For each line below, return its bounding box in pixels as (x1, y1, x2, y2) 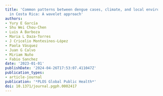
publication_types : (5, 70, 45, 75)
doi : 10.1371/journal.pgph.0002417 (5, 83, 77, 89)
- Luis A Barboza (5, 30, 40, 34)
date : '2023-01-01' (5, 61, 45, 66)
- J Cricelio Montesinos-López (5, 39, 68, 44)
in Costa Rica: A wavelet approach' (9, 12, 83, 16)
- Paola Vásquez (5, 43, 38, 48)
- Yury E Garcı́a (5, 20, 38, 26)
